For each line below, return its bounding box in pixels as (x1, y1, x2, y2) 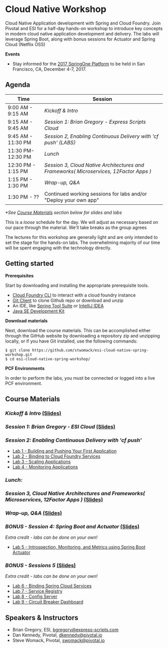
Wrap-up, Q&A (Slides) (5, 509, 62, 516)
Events (5, 51, 20, 57)
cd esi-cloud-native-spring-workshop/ (9, 357, 91, 362)
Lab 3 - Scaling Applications (12, 459, 71, 465)
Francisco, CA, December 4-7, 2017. (12, 66, 86, 72)
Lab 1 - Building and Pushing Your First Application (12, 448, 117, 454)
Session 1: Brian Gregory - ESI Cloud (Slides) (5, 423, 116, 430)
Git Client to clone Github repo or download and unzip (12, 297, 123, 303)
